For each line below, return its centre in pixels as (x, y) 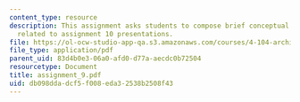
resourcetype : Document (54, 67)
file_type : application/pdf (62, 51)
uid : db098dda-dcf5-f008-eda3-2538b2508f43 (92, 83)
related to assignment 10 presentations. (96, 34)
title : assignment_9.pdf (55, 75)
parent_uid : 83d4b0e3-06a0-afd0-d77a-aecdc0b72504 (105, 59)
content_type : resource (54, 17)
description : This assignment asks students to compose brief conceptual (150, 26)
